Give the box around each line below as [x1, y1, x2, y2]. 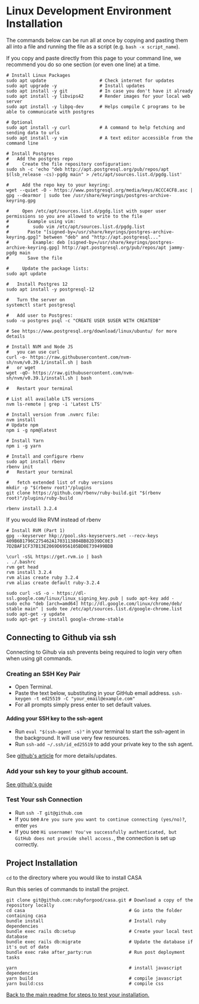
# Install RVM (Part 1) [6, 527, 66, 533]
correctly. [14, 841, 39, 848]
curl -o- [6, 354, 28, 360]
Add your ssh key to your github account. [6, 767, 129, 776]
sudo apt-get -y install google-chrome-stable [6, 616, 124, 622]
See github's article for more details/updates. [6, 752, 117, 759]
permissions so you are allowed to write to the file [6, 213, 143, 219]
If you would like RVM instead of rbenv [6, 516, 101, 523]
